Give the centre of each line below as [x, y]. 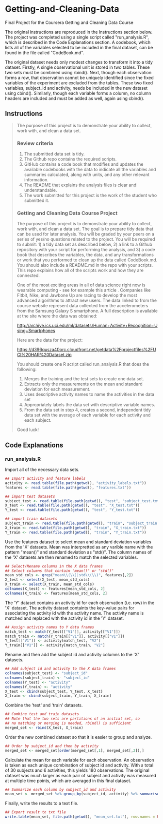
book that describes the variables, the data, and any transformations [85, 255]
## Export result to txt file [36, 812]
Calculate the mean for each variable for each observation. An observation [80, 760]
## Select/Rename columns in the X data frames [54, 566]
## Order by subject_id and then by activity [52, 746]
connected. [28, 275]
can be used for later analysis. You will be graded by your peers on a [85, 234]
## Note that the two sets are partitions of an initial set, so [72, 719]
